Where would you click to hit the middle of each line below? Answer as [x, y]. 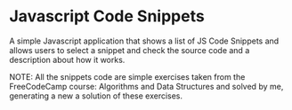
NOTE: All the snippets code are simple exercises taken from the [127, 76]
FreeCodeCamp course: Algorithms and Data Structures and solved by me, [146, 86]
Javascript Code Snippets [107, 16]
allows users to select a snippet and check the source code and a [130, 50]
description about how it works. [67, 59]
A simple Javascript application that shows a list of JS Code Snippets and [144, 41]
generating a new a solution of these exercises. [96, 96]
